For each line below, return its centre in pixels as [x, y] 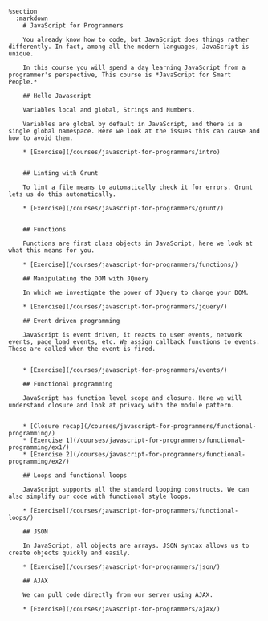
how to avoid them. [41, 138]
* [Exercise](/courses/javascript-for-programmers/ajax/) [122, 609]
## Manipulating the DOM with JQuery [86, 279]
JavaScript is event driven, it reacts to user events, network [132, 335]
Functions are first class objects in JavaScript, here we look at [138, 243]
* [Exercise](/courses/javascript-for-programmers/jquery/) [125, 307]
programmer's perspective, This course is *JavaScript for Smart [120, 75]
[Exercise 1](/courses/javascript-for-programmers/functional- [138, 440]
